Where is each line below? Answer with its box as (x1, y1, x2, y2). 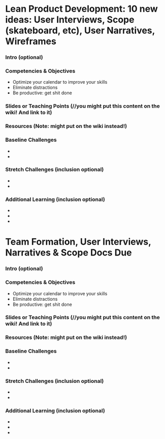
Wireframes (5, 36, 57, 47)
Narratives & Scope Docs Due (5, 247, 132, 259)
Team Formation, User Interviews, (5, 236, 151, 248)
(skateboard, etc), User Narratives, (5, 25, 155, 36)
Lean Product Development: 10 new (5, 3, 158, 15)
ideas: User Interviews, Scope (5, 14, 135, 25)
